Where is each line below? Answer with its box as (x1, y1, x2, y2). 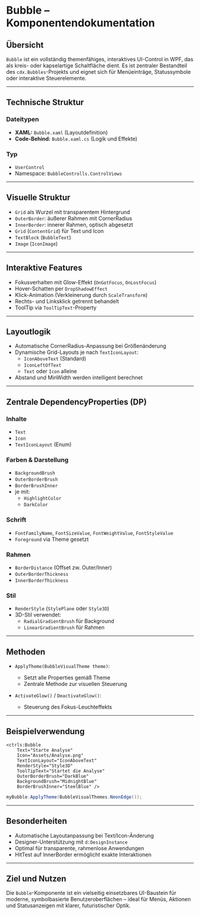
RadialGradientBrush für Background (23, 618, 114, 625)
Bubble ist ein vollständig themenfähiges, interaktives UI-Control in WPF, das (6, 56, 193, 62)
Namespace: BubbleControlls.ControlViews (14, 170, 123, 177)
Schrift (6, 516, 27, 524)
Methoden (6, 647, 46, 657)
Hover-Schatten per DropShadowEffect (14, 285, 108, 292)
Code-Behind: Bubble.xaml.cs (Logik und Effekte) (14, 135, 138, 142)
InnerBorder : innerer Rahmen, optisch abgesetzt (14, 221, 133, 228)
